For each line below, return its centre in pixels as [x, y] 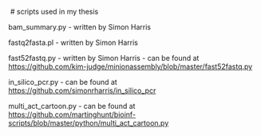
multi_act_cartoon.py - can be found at [72, 106]
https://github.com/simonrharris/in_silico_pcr [82, 90]
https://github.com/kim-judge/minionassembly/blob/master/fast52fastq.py [130, 66]
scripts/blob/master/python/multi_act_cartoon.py [89, 123]
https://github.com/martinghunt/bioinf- [72, 114]
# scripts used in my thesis [54, 12]
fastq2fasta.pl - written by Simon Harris [73, 42]
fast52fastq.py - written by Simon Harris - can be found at [104, 58]
